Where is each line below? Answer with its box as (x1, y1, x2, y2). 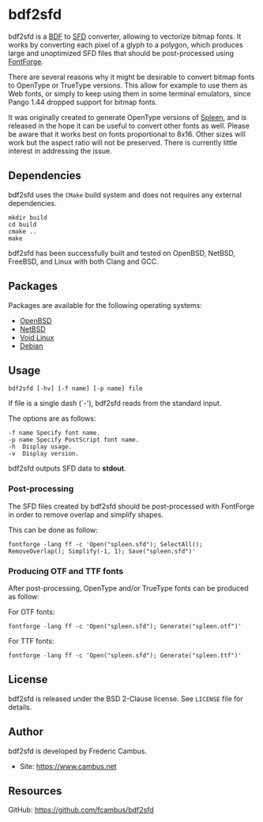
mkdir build (8, 213, 47, 222)
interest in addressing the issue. (8, 146, 112, 156)
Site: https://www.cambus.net (19, 761, 117, 771)
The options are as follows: (8, 414, 96, 423)
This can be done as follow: (8, 525, 99, 535)
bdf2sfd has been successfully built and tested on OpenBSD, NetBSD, (8, 248, 235, 257)
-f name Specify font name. (8, 429, 101, 437)
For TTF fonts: (8, 636, 54, 645)
